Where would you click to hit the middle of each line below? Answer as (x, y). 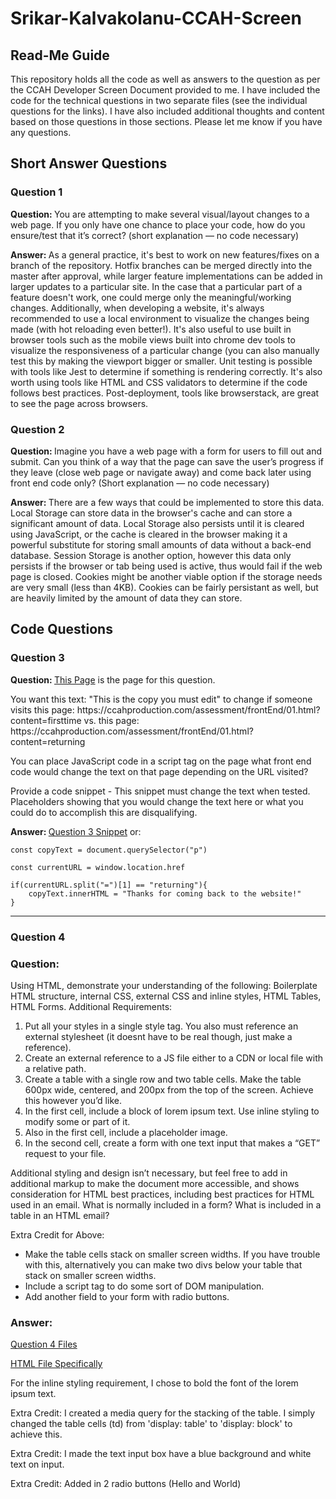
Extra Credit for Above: (57, 1234)
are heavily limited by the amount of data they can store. (126, 598)
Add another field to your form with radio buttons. (127, 1296)
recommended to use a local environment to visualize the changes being (160, 318)
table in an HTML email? (60, 1215)
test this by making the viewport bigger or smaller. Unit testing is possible (161, 361)
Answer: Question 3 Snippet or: (76, 831)
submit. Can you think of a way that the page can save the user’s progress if (167, 461)
